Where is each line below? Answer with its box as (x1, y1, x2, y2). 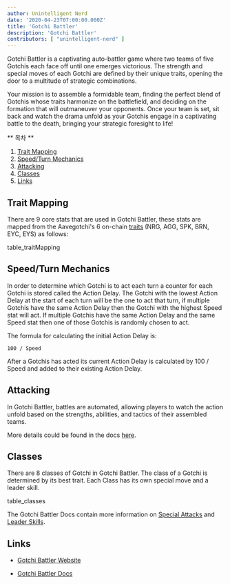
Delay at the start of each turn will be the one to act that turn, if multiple (7, 296, 210, 304)
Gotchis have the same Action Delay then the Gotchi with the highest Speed (7, 303, 222, 311)
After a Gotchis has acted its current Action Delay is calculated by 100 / (7, 357, 209, 365)
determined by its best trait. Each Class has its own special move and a (7, 476, 209, 485)
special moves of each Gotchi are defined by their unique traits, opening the (7, 70, 223, 78)
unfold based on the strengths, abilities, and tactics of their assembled (7, 410, 207, 418)
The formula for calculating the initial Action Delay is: (7, 331, 157, 340)
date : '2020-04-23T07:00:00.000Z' (7, 17, 107, 23)
